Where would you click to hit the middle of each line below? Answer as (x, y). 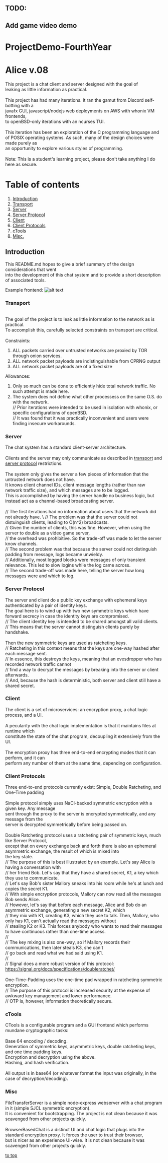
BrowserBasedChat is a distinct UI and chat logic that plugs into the (75, 1129)
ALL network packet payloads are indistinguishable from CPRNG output (86, 361)
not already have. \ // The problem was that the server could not (71, 517)
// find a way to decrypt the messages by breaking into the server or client (82, 669)
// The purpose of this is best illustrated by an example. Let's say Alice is (80, 862)
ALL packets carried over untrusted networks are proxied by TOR (80, 350)
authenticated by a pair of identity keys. (46, 605)
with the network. (31, 402)
